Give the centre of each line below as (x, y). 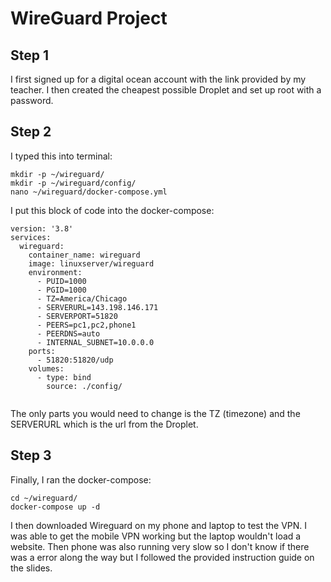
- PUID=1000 (61, 281)
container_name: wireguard (84, 255)
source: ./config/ (84, 386)
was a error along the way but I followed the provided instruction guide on (162, 557)
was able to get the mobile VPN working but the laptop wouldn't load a (156, 536)
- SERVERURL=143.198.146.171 (97, 307)
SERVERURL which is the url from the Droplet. (104, 424)
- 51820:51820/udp (75, 360)
